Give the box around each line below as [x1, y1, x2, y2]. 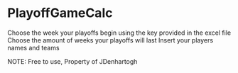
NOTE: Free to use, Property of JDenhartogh [7, 57, 138, 65]
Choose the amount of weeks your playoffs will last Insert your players [7, 35, 214, 44]
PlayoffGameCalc [7, 5, 113, 21]
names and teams [7, 43, 60, 52]
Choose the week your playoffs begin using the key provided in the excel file [7, 28, 232, 37]
